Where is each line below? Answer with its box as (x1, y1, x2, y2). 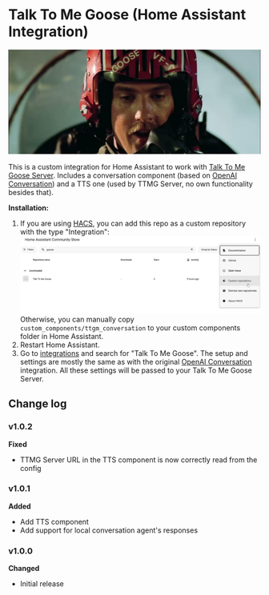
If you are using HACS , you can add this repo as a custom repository (19, 218, 247, 228)
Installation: (8, 202, 50, 213)
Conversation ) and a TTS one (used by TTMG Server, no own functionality (8, 178, 254, 189)
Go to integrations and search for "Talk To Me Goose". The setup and (19, 348, 248, 357)
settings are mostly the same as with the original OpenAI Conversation (19, 357, 252, 366)
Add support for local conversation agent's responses (19, 525, 199, 535)
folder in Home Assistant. (19, 331, 104, 341)
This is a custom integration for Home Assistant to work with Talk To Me (8, 162, 246, 171)
